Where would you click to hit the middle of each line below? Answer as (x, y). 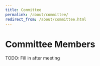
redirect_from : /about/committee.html (46, 19)
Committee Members (50, 44)
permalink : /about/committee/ (37, 15)
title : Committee (23, 10)
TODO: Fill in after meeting (33, 58)
